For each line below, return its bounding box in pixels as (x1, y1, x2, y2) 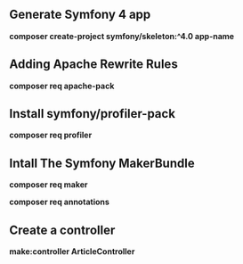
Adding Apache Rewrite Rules (9, 57, 178, 72)
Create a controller (9, 222, 116, 237)
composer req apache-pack (9, 80, 115, 91)
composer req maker (9, 179, 88, 190)
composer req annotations (9, 196, 109, 208)
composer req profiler (9, 129, 93, 141)
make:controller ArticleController (9, 246, 135, 257)
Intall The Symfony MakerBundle (9, 155, 195, 170)
